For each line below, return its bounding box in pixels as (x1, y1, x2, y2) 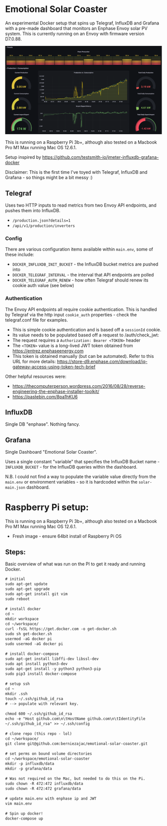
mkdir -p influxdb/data (5, 761, 55, 766)
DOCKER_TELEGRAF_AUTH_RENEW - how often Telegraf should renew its (12, 277, 149, 283)
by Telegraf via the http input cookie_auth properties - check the (5, 311, 137, 317)
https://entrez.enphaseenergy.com (12, 348, 83, 354)
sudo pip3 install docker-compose (5, 671, 77, 676)
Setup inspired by (5, 154, 41, 160)
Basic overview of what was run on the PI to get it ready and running (5, 561, 146, 567)
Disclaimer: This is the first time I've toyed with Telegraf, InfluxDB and (5, 169, 148, 175)
